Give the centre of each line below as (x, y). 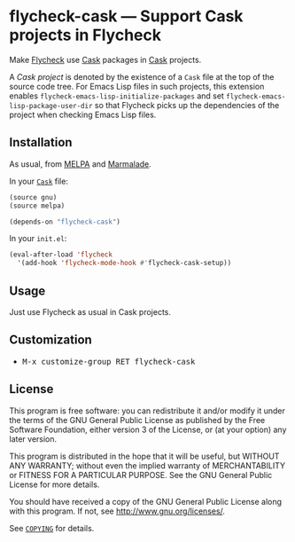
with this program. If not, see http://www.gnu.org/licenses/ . (117, 511)
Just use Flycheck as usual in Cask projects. (90, 311)
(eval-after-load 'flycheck (61, 255)
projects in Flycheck (85, 35)
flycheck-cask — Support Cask (126, 16)
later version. (33, 439)
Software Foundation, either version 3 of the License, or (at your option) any (148, 429)
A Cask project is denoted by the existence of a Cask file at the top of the (142, 76)
